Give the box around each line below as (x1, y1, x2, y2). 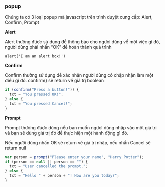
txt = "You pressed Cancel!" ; (9, 101, 72, 106)
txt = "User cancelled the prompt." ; (9, 164, 88, 169)
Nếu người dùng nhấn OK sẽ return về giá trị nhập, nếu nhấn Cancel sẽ (5, 139, 151, 145)
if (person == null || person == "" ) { (5, 159, 88, 164)
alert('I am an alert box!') (5, 54, 66, 59)
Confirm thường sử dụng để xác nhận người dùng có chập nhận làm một (5, 72, 154, 78)
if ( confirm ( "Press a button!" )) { (5, 87, 79, 92)
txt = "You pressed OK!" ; (9, 92, 64, 97)
